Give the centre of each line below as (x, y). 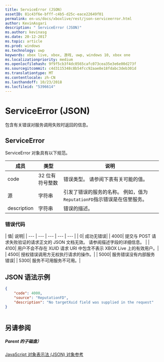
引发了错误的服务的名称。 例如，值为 (105, 192)
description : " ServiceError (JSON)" (43, 28)
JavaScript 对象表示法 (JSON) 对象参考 (44, 354)
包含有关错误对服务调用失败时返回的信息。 (48, 125)
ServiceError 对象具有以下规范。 (38, 153)
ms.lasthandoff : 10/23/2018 (34, 82)
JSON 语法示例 (28, 277)
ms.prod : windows (23, 46)
